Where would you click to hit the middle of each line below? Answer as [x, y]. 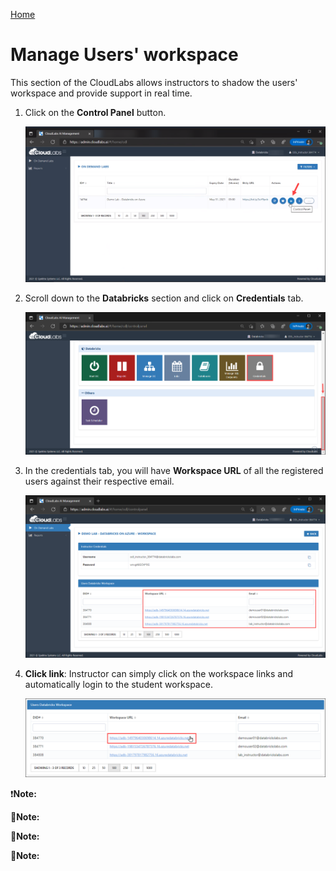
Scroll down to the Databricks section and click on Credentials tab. [164, 298]
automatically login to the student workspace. [118, 684]
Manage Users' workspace [124, 55]
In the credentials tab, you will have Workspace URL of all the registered [174, 471]
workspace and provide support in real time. [101, 93]
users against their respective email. [99, 481]
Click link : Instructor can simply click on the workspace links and [159, 673]
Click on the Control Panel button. [95, 112]
